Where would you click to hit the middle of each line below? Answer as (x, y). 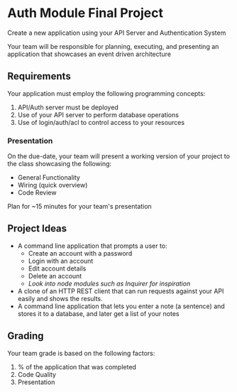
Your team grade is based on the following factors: (81, 353)
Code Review (37, 192)
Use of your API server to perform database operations (98, 114)
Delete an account (55, 276)
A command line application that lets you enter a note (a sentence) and (121, 306)
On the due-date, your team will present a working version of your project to (119, 156)
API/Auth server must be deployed (68, 107)
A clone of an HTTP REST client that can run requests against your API (121, 291)
